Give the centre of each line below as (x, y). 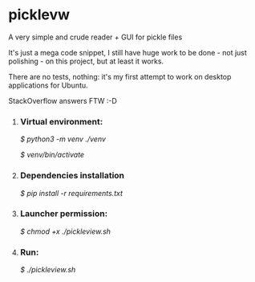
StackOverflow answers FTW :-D (63, 100)
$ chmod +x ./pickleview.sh (65, 231)
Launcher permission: (64, 214)
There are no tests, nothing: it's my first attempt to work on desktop (120, 76)
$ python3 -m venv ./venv (63, 139)
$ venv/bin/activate (52, 155)
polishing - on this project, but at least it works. (86, 61)
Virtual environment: (61, 121)
